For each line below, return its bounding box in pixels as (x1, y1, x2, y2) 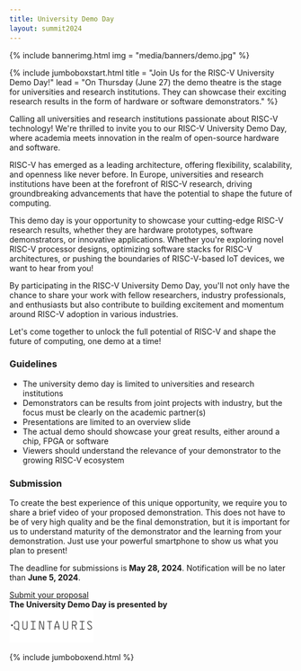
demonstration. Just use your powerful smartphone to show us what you (9, 535, 279, 547)
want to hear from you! (9, 262, 94, 273)
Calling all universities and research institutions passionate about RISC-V (9, 113, 279, 124)
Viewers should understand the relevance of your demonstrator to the (22, 445, 281, 455)
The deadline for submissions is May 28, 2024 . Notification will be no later (9, 562, 286, 574)
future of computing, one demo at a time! (9, 335, 162, 346)
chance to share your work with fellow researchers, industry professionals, (9, 289, 287, 300)
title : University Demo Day (9, 14, 115, 23)
